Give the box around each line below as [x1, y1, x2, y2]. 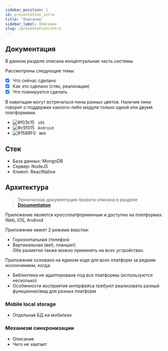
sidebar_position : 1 [5, 7, 49, 13]
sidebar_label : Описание [5, 21, 57, 27]
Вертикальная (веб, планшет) [12, 242, 76, 248]
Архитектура [5, 183, 49, 192]
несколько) [12, 277, 37, 283]
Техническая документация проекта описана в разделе [17, 197, 138, 203]
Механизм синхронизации [5, 324, 74, 331]
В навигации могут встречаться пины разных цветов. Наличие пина [5, 99, 151, 105]
